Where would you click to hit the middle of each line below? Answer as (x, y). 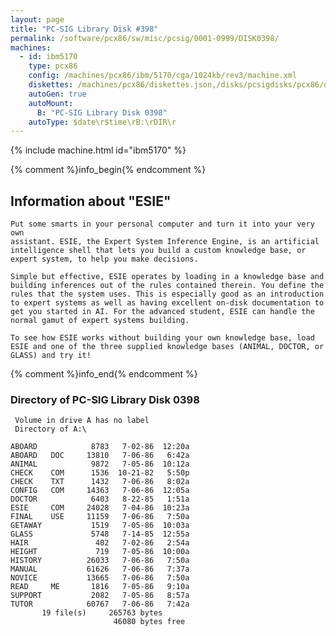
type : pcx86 (53, 66)
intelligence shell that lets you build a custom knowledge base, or (158, 251)
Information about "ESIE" (91, 201)
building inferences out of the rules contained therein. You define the (167, 286)
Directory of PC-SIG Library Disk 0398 (105, 399)
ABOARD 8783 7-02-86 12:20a (100, 447)
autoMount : (51, 103)
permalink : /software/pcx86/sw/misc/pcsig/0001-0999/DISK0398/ (145, 38)
